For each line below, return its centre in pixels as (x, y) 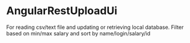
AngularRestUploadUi (62, 11)
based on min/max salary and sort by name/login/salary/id (78, 33)
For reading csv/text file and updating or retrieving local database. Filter (95, 27)
